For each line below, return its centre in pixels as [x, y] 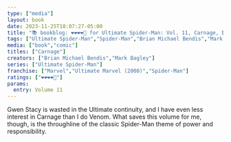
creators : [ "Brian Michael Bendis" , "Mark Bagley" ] [81, 58]
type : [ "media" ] [30, 13]
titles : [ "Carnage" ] [37, 52]
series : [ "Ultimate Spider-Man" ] [55, 64]
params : [18, 84]
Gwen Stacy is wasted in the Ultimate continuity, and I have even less [105, 110]
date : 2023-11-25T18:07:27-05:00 [55, 26]
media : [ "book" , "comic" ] [43, 45]
